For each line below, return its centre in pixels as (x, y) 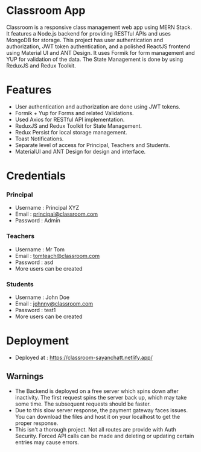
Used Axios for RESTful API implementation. (70, 119)
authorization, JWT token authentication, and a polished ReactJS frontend (98, 46)
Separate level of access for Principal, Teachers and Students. (93, 145)
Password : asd (34, 262)
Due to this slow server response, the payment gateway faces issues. (101, 410)
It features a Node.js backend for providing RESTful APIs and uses (88, 33)
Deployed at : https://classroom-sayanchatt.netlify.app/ (84, 357)
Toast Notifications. (39, 139)
